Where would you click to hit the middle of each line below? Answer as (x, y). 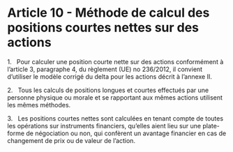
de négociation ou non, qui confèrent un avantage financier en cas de (126, 133)
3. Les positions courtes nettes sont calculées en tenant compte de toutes (115, 118)
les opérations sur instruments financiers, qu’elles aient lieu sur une (104, 126)
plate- (211, 126)
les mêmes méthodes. (39, 105)
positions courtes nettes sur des (103, 28)
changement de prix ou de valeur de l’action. (72, 140)
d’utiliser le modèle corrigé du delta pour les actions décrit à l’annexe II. (110, 76)
